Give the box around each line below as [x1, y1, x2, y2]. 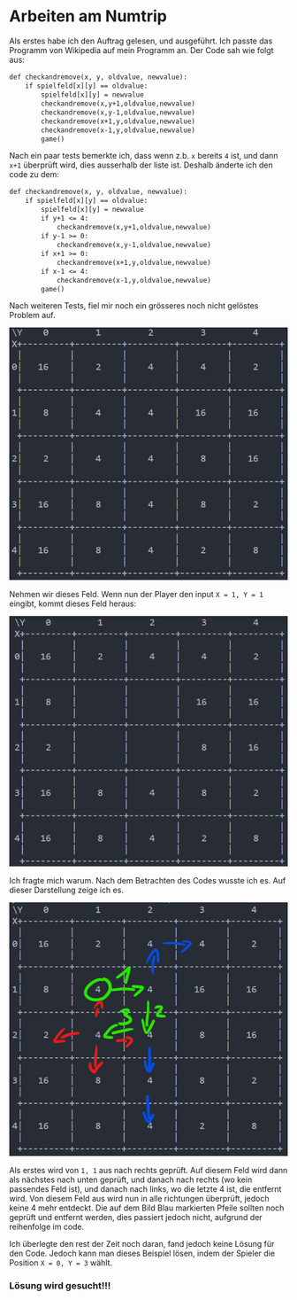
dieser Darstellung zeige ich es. [9, 884, 124, 896]
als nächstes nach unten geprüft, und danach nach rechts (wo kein [9, 1174, 253, 1185]
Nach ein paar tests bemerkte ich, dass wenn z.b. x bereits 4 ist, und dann [9, 150, 278, 160]
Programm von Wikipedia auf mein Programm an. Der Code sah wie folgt [9, 44, 274, 55]
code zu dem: [9, 168, 60, 179]
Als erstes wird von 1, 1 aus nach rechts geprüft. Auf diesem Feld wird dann [9, 1165, 288, 1176]
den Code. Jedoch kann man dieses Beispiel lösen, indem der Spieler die [9, 1248, 276, 1259]
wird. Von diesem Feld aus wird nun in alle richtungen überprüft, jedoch [9, 1194, 270, 1204]
